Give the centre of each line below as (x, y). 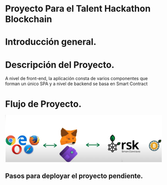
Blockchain (29, 19)
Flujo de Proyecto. (43, 104)
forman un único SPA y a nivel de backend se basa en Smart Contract (77, 84)
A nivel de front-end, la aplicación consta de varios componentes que (77, 79)
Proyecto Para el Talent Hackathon (78, 9)
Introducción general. (51, 42)
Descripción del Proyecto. (60, 65)
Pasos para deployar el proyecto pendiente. (74, 176)
